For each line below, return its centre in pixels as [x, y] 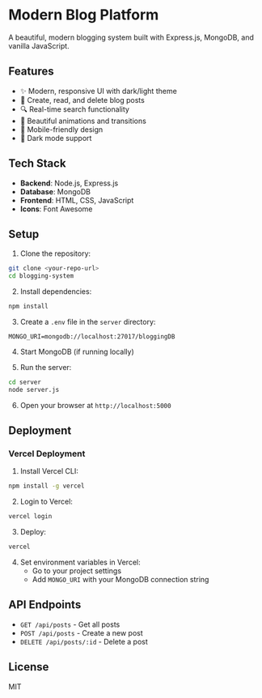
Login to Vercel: [46, 502]
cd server [25, 382]
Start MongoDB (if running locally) [77, 351]
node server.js [34, 389]
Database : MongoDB [55, 191]
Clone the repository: [55, 253]
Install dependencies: [56, 292]
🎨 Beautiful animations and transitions [83, 121]
